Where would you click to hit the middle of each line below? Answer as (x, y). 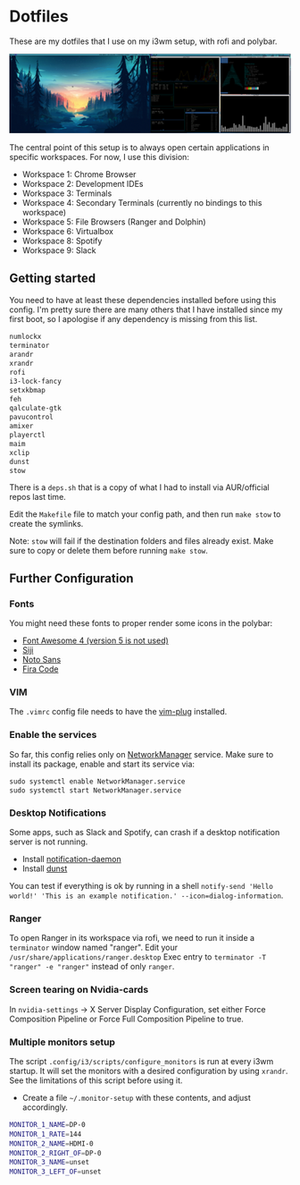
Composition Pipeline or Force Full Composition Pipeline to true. (126, 1019)
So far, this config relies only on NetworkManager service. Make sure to (142, 754)
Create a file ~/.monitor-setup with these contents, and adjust (137, 1097)
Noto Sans (42, 660)
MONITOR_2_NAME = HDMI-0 (51, 1143)
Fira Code (40, 669)
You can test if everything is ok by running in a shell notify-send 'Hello (142, 886)
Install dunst (45, 868)
